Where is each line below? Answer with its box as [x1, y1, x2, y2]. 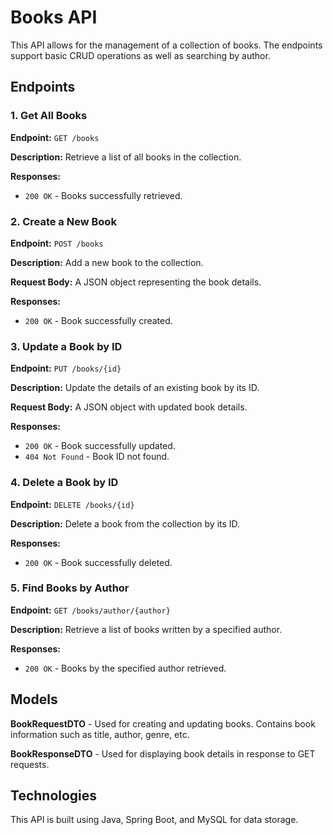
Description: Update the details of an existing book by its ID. [10, 382, 260, 394]
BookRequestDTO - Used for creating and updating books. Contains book [10, 717, 316, 730]
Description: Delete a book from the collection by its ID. [10, 517, 241, 530]
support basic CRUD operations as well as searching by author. [10, 49, 271, 61]
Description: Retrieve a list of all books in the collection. [10, 151, 242, 163]
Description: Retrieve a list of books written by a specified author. [10, 623, 283, 635]
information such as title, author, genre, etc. [10, 728, 190, 740]
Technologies [10, 787, 98, 805]
